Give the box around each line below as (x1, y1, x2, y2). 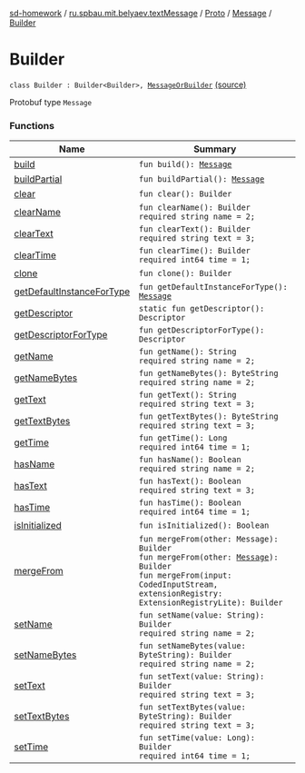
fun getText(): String (139, 390, 237, 401)
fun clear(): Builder (139, 189, 232, 199)
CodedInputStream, (139, 580, 219, 590)
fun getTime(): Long (139, 433, 228, 443)
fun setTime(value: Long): (139, 733, 256, 743)
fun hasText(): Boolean (139, 476, 242, 487)
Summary (193, 143, 237, 155)
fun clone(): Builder (139, 268, 232, 279)
